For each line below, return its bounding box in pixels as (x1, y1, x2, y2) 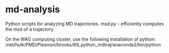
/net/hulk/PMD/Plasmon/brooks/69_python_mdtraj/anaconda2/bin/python (5, 41, 161, 47)
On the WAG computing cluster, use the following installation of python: (5, 36, 156, 42)
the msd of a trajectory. (5, 26, 55, 32)
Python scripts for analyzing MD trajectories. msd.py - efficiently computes (5, 21, 164, 27)
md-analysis (5, 4, 60, 15)
